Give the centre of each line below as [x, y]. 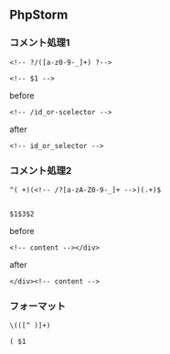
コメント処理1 [40, 43]
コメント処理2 [41, 170]
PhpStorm [39, 15]
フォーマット [38, 306]
